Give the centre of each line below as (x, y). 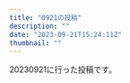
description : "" (39, 26)
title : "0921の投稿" (46, 18)
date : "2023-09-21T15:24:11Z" (66, 34)
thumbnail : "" (36, 43)
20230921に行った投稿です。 (63, 69)
